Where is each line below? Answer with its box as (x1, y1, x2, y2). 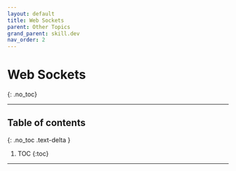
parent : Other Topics (7, 23, 71, 30)
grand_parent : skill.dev (7, 30, 80, 37)
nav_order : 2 (7, 37, 46, 44)
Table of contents (7, 117, 86, 129)
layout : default (7, 10, 55, 18)
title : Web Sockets (7, 17, 65, 24)
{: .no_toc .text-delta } (7, 135, 71, 144)
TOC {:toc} (17, 149, 49, 158)
